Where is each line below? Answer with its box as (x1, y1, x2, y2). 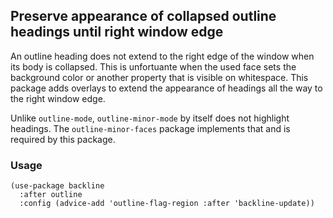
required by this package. (10, 133, 116, 145)
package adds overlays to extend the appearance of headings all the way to (10, 82, 323, 94)
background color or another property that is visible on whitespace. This (10, 71, 309, 83)
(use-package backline (10, 181, 105, 191)
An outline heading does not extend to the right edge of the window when (10, 50, 315, 62)
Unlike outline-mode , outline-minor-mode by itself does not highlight (10, 112, 290, 124)
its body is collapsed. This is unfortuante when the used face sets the (10, 60, 297, 73)
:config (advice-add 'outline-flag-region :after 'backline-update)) (19, 199, 315, 209)
